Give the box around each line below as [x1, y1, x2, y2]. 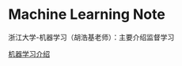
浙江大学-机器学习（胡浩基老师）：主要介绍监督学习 [8, 32, 175, 42]
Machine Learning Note [8, 5, 166, 24]
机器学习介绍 [8, 49, 50, 58]
